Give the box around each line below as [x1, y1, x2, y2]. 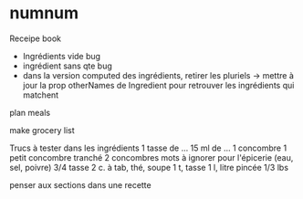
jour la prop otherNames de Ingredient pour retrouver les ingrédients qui [22, 79, 295, 90]
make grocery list [9, 124, 75, 135]
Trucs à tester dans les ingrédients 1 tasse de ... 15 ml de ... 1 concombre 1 [9, 142, 287, 153]
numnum [9, 3, 79, 24]
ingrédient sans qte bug [22, 60, 112, 71]
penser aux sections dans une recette [9, 179, 152, 190]
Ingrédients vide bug [22, 50, 101, 61]
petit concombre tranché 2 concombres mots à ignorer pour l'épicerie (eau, [9, 152, 294, 162]
